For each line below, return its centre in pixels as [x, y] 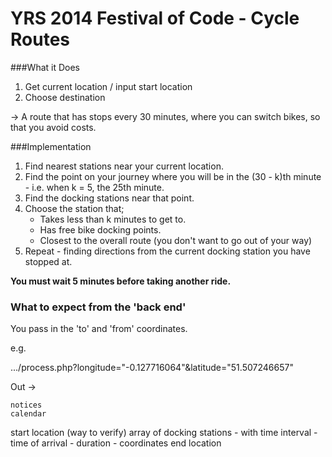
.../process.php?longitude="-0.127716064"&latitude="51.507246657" [152, 368]
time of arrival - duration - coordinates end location [116, 443]
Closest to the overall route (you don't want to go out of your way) [176, 240]
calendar [28, 414]
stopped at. [48, 261]
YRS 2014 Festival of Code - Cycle [155, 18]
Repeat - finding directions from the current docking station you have [167, 251]
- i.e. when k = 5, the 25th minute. [94, 187]
